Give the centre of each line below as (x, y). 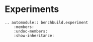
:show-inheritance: (34, 35)
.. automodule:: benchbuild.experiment (46, 22)
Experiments (32, 9)
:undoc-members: (31, 31)
